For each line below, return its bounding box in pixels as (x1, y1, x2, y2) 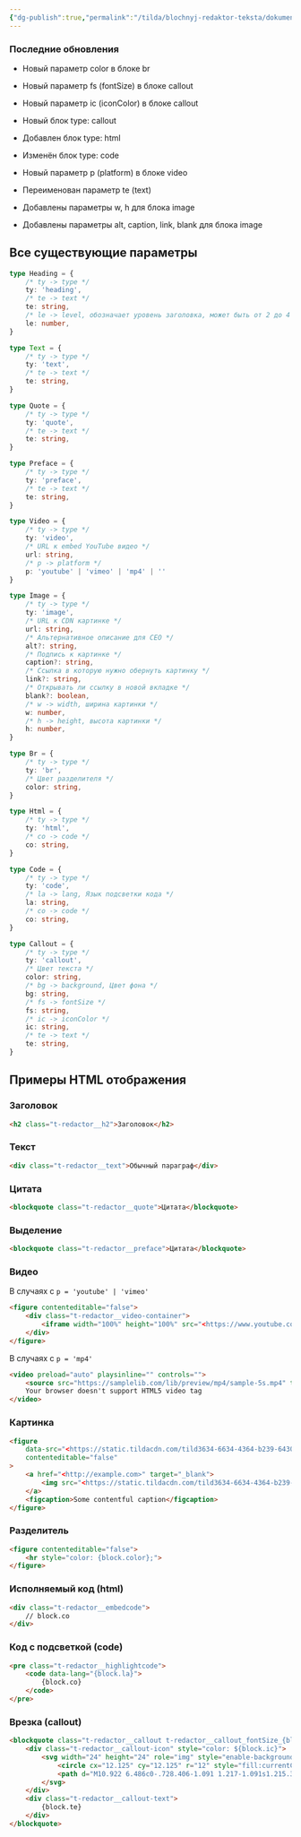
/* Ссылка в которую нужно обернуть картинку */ (25, 667, 211, 676)
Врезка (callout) (9, 1715, 82, 1728)
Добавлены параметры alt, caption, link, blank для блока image (21, 219, 262, 229)
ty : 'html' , (25, 824, 70, 833)
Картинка (9, 1417, 55, 1429)
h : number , (25, 725, 66, 734)
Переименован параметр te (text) (21, 185, 152, 195)
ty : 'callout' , (25, 956, 82, 965)
